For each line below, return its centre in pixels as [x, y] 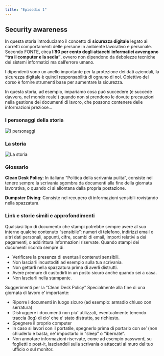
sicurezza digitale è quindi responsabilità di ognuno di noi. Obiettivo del [77, 77]
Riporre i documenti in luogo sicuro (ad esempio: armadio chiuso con [82, 302]
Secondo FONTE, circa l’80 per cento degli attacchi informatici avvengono [82, 52]
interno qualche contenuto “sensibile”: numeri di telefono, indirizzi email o [79, 232]
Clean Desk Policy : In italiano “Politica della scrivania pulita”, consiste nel [79, 178]
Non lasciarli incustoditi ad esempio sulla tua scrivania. [68, 262]
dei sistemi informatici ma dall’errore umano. [50, 62]
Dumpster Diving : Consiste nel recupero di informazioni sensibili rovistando [82, 198]
